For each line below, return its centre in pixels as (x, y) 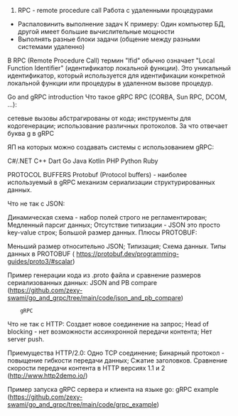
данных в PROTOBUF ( (41, 254)
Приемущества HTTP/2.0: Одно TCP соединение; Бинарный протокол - (116, 353)
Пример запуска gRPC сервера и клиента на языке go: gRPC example (113, 389)
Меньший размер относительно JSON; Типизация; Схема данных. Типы (117, 246)
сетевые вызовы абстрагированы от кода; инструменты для (99, 118)
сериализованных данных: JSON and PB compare (82, 283)
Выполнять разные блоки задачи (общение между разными (109, 39)
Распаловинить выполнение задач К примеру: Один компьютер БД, (121, 24)
